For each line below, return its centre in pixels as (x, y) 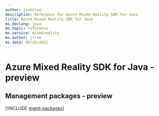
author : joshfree (23, 10)
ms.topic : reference (27, 28)
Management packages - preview (59, 96)
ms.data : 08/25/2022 (27, 42)
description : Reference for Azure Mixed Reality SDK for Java (71, 14)
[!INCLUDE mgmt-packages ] (35, 108)
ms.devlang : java (23, 24)
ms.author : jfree (23, 38)
